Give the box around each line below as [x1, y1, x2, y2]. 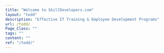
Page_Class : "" [5, 26, 37, 31]
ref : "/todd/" [5, 40, 35, 45]
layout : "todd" [5, 12, 37, 17]
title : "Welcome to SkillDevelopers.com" [5, 7, 94, 13]
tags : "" [5, 31, 24, 36]
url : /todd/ [5, 21, 30, 27]
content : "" [5, 36, 30, 41]
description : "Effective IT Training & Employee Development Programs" [5, 17, 159, 22]
